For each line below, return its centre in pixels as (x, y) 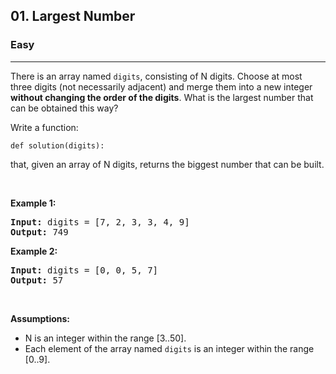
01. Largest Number (73, 16)
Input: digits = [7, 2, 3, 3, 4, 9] (100, 222)
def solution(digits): (57, 145)
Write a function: (44, 127)
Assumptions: (40, 318)
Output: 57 (37, 280)
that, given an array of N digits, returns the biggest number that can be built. (167, 164)
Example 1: (33, 203)
